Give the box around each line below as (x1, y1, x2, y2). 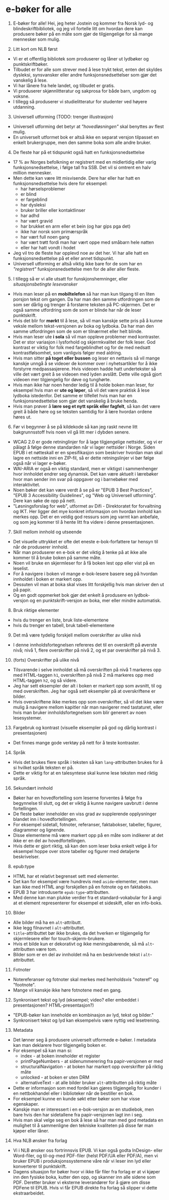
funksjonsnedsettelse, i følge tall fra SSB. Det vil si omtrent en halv (13, 164, 151, 170)
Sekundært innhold (13, 785, 53, 791)
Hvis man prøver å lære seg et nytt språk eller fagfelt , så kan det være (13, 403, 160, 409)
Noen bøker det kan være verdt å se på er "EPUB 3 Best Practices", (13, 487, 153, 493)
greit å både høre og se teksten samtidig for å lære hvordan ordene (13, 408, 152, 414)
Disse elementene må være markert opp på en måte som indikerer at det (13, 832, 163, 838)
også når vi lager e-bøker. (13, 460, 67, 466)
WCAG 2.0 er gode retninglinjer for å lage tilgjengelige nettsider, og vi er (13, 439, 163, 445)
